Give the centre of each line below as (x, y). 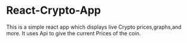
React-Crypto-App (54, 10)
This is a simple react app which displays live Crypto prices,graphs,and (94, 27)
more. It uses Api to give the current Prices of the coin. (73, 33)
